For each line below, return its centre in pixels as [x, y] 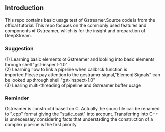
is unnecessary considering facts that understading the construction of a [79, 119]
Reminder [17, 98]
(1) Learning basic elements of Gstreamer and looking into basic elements [80, 59]
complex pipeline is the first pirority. [41, 125]
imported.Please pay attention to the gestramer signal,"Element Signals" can [82, 75]
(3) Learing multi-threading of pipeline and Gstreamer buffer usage [73, 85]
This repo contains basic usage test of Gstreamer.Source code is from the [80, 20]
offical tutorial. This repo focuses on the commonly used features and [76, 25]
